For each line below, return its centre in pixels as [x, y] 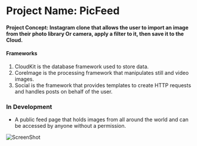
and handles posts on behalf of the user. [64, 91]
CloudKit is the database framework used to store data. [81, 67]
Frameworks [22, 54]
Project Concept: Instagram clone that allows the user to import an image [97, 27]
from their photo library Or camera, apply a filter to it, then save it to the [95, 34]
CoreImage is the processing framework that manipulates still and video [102, 72]
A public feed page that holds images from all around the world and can [101, 120]
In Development [29, 107]
